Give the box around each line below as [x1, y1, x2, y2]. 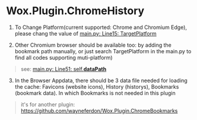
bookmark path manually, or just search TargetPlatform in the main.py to [14, 47, 192, 54]
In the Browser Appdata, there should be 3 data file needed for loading [14, 77, 188, 84]
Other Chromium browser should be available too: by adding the [14, 41, 172, 48]
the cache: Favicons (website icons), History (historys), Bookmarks [14, 83, 179, 90]
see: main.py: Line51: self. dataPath [20, 65, 107, 72]
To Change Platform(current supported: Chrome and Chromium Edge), [14, 24, 188, 31]
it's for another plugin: [20, 100, 75, 108]
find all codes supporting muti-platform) [14, 54, 113, 61]
